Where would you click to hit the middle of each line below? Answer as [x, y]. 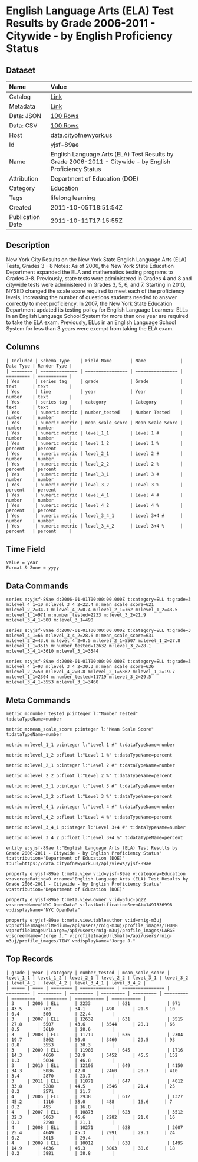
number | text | [39, 397]
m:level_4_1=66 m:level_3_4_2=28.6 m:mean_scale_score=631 [80, 636]
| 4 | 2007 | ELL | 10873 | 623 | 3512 [95, 1112]
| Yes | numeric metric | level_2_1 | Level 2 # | [95, 454]
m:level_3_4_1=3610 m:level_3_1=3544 [52, 651]
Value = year [22, 563]
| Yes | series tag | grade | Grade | [95, 381]
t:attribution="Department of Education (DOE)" [66, 859]
